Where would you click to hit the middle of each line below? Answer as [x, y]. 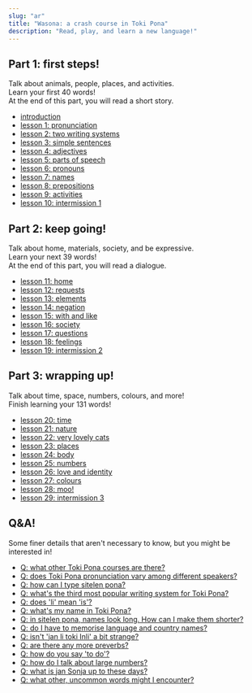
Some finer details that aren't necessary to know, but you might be [120, 543]
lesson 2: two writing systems [70, 134]
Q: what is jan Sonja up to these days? [84, 671]
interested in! [30, 551]
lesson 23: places [49, 446]
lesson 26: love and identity [66, 472]
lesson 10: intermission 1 [61, 203]
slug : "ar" [27, 16]
